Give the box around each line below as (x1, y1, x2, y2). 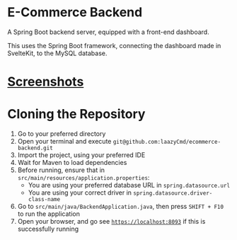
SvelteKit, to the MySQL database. (7, 49, 108, 57)
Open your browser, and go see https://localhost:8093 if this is (17, 217, 206, 226)
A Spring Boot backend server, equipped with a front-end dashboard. (7, 28, 210, 36)
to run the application (17, 210, 80, 218)
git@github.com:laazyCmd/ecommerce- (112, 139, 221, 146)
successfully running (17, 224, 79, 234)
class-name (28, 196, 61, 203)
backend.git (17, 144, 53, 152)
